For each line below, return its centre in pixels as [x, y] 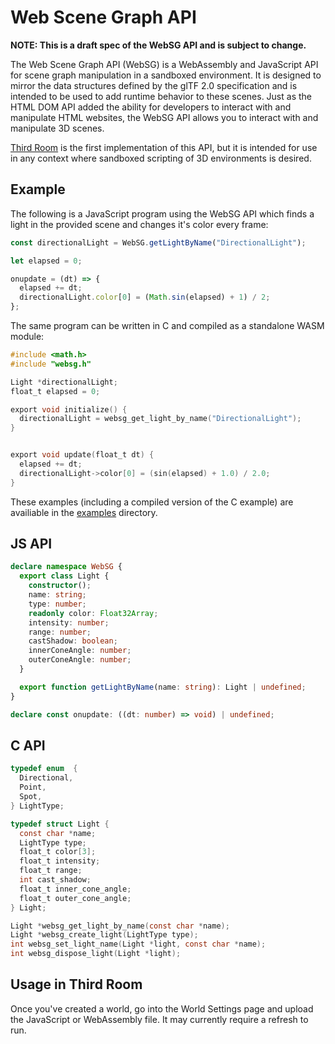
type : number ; [57, 604]
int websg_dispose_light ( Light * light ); [96, 954]
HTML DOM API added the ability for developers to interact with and [151, 107]
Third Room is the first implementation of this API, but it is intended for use [164, 147]
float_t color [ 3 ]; [58, 852]
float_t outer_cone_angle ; [75, 898]
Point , [33, 787]
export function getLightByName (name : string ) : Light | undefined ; [163, 687]
